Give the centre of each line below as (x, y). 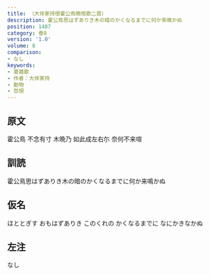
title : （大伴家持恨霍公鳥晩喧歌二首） (57, 14)
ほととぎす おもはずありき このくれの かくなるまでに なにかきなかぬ (105, 223)
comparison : (24, 53)
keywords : (22, 65)
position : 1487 (29, 26)
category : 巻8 (27, 33)
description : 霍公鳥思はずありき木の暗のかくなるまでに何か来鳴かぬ (95, 20)
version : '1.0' (29, 40)
